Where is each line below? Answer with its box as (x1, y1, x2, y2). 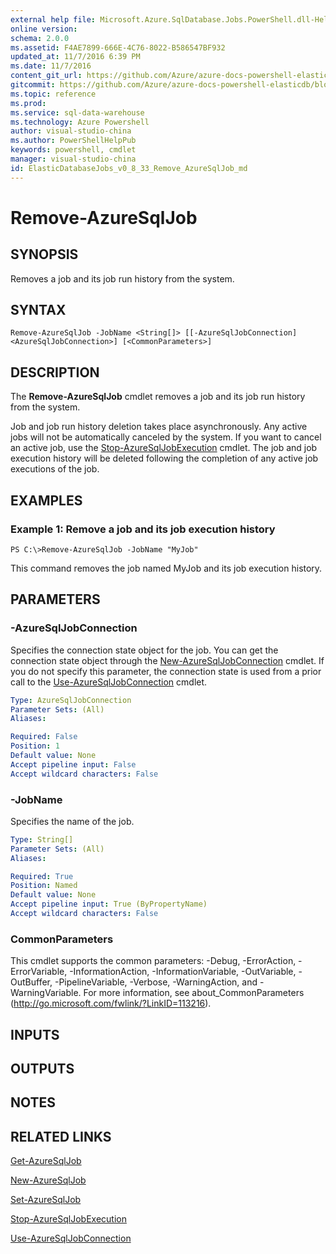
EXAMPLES (10, 492, 83, 509)
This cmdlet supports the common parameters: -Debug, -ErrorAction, (10, 955, 297, 967)
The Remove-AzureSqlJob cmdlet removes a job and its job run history (10, 391, 306, 403)
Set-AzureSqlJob (10, 1194, 82, 1206)
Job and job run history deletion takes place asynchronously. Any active (10, 421, 308, 433)
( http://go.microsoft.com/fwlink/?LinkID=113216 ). (10, 997, 212, 1010)
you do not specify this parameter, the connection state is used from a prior (10, 665, 322, 677)
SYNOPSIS (10, 246, 79, 263)
